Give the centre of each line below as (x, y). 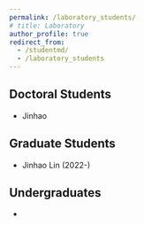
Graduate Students (63, 144)
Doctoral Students (61, 94)
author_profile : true (49, 34)
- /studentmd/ (43, 50)
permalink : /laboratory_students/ (73, 17)
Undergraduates (55, 193)
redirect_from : (37, 42)
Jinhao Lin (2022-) (56, 165)
